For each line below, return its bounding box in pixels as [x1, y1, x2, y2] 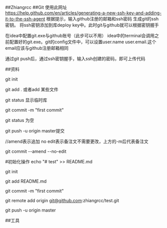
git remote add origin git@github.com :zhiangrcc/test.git [5, 198, 120, 203]
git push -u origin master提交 [5, 128, 65, 133]
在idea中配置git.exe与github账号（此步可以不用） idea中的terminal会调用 [5, 33, 155, 38]
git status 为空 [5, 117, 34, 123]
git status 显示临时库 [5, 97, 47, 103]
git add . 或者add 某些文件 [5, 87, 59, 92]
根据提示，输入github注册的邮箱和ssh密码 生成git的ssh [46, 16, 159, 21]
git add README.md [5, 178, 47, 184]
